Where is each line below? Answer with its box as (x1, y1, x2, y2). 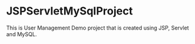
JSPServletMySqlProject (6, 4, 133, 18)
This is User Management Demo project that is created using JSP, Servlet (6, 24, 189, 31)
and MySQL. (6, 30, 37, 37)
